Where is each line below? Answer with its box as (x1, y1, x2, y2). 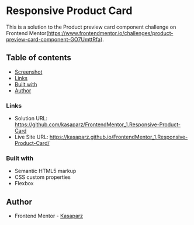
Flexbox (14, 180, 34, 187)
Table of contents (6, 53, 71, 63)
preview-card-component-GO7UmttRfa (6, 36, 101, 43)
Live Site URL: (14, 133, 49, 141)
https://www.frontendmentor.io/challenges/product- (48, 29, 174, 36)
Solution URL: (14, 115, 48, 122)
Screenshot (14, 68, 43, 75)
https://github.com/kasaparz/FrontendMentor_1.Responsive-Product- (14, 121, 181, 128)
